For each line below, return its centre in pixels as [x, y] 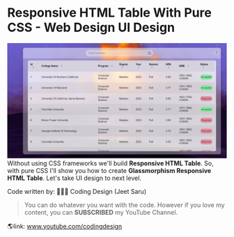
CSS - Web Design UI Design [91, 27]
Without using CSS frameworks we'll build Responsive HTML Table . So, [110, 163]
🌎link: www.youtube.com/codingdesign [65, 226]
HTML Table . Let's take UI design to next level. [74, 178]
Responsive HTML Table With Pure [110, 13]
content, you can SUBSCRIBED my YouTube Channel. [101, 212]
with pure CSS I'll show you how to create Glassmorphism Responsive [109, 170]
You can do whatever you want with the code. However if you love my [124, 205]
